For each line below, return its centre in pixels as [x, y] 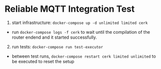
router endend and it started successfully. [54, 37]
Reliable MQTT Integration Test [70, 9]
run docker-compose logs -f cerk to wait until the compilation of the [81, 32]
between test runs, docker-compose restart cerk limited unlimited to [84, 56]
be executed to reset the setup [43, 61]
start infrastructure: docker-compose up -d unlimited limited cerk [80, 23]
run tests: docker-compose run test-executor [57, 46]
